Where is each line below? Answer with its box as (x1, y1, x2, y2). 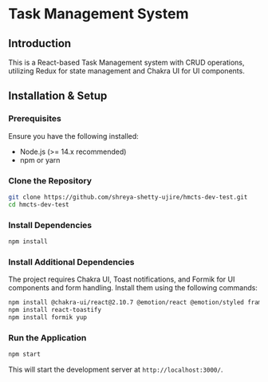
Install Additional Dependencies (8, 256, 135, 267)
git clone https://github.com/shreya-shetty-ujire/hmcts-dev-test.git (8, 193, 248, 201)
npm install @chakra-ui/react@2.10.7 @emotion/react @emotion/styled (8, 298, 245, 307)
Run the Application (8, 332, 87, 343)
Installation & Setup (8, 89, 108, 103)
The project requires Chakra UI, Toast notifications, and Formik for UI (8, 274, 235, 284)
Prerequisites (8, 113, 61, 124)
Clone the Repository (8, 175, 93, 186)
